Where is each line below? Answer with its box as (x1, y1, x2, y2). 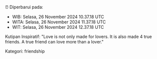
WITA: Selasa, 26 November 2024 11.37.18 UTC (12, 19, 106, 25)
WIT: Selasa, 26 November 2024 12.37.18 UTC (12, 24, 104, 30)
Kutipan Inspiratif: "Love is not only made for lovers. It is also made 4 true (5, 34, 152, 39)
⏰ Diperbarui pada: (5, 4, 44, 10)
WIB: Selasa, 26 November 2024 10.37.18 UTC (12, 14, 105, 20)
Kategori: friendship (5, 48, 45, 54)
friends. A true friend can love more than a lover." (5, 39, 104, 44)
